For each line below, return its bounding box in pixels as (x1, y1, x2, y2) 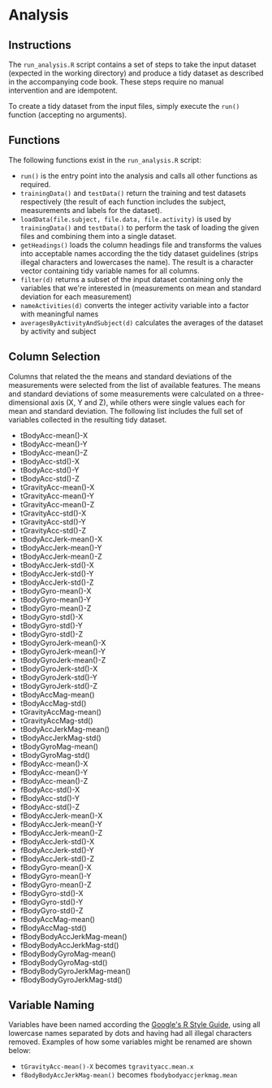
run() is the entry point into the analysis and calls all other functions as (19, 171, 258, 181)
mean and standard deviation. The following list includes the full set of (8, 406, 244, 416)
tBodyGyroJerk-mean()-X (19, 638, 106, 647)
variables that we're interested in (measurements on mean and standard (19, 283, 261, 293)
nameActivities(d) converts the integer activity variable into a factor (19, 300, 249, 310)
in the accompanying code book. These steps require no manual (8, 77, 224, 86)
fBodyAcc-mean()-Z (19, 776, 89, 786)
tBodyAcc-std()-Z (19, 473, 80, 483)
